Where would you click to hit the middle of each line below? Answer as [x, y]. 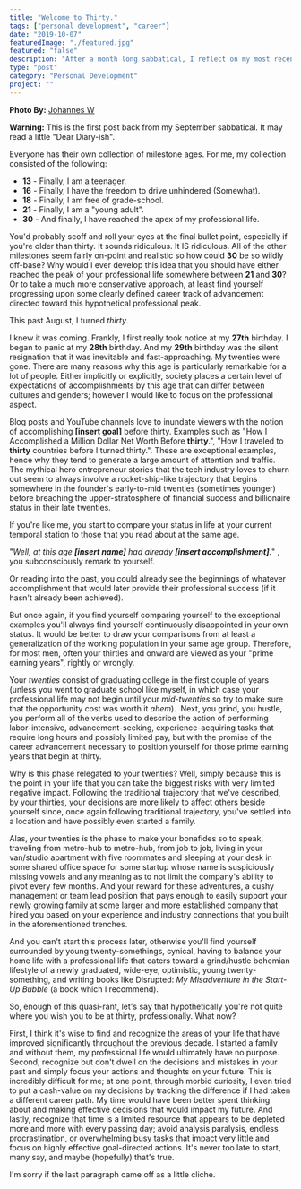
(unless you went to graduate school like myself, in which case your [134, 689]
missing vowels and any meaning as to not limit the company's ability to [142, 876]
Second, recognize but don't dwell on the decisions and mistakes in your [143, 1062]
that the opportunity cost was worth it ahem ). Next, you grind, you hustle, [146, 708]
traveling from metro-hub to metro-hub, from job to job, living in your [136, 848]
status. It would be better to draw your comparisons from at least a [133, 633]
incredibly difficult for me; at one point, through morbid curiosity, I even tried [150, 1081]
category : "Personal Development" [74, 76]
